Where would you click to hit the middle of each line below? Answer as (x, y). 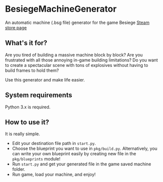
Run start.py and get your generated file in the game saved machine (81, 164)
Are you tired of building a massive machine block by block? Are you (74, 55)
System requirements (39, 95)
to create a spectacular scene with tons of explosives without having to (77, 65)
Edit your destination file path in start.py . (54, 143)
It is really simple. (23, 134)
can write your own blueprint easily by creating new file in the (74, 154)
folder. (19, 169)
